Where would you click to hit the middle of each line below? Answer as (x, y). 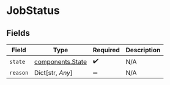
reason (19, 73)
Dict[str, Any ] (54, 73)
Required (106, 50)
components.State (61, 61)
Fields (18, 33)
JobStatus (33, 11)
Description (143, 50)
